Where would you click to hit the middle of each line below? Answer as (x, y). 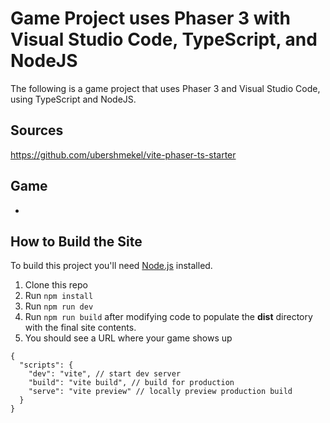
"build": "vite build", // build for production (131, 383)
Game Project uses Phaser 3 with (150, 18)
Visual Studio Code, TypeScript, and (164, 39)
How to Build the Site (76, 241)
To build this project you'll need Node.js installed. (111, 266)
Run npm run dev (59, 306)
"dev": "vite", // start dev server (105, 374)
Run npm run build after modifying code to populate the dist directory (168, 317)
